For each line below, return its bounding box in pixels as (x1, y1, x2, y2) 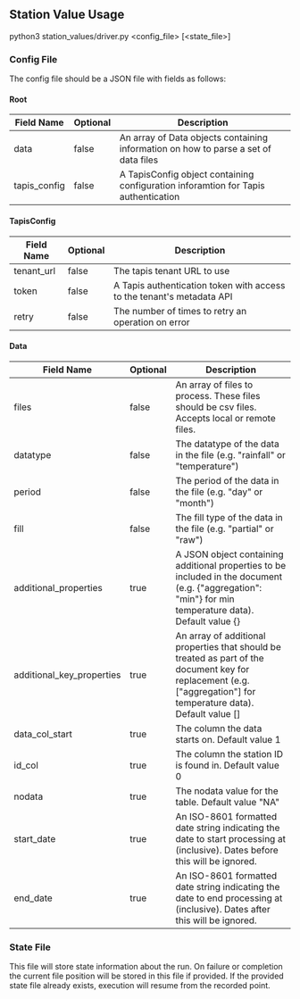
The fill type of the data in (175, 511, 283, 523)
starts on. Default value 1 (175, 733, 281, 745)
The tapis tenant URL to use (112, 264, 230, 277)
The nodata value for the (175, 785, 279, 797)
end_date (13, 892, 54, 904)
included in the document (175, 570, 283, 583)
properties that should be (175, 640, 281, 653)
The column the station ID (175, 747, 284, 760)
